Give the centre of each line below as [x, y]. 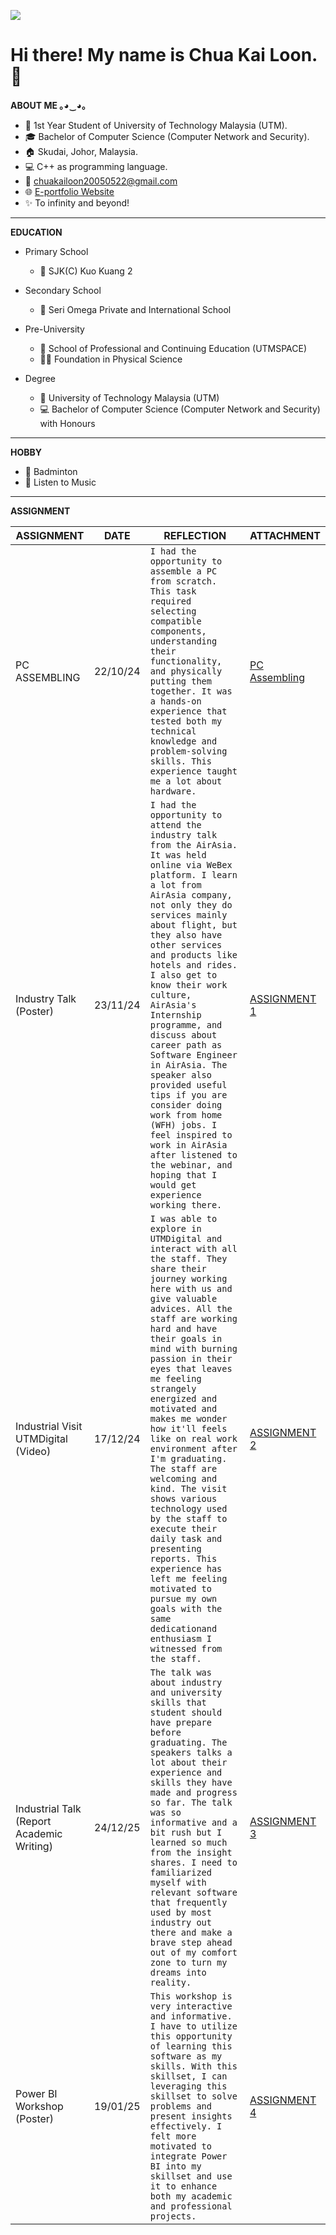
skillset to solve [193, 2096]
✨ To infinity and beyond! [77, 202]
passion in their [191, 1358]
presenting [175, 1548]
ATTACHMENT [285, 535]
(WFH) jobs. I [183, 1124]
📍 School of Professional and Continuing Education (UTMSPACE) [173, 348]
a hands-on [175, 701]
